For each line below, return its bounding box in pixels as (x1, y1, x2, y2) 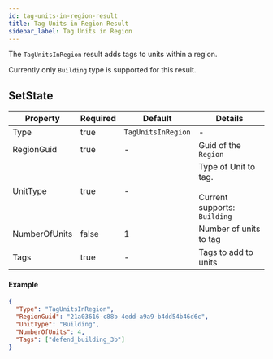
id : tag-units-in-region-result (8, 11, 118, 20)
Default (142, 113, 172, 125)
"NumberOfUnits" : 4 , (15, 327, 85, 336)
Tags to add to (198, 247, 253, 258)
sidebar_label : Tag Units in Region (8, 27, 132, 35)
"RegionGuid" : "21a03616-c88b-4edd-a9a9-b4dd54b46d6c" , (15, 313, 209, 322)
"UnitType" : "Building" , (15, 321, 100, 329)
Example (8, 279, 39, 289)
